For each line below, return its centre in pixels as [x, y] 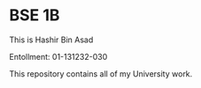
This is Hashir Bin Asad [51, 40]
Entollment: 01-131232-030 [58, 56]
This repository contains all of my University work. [101, 73]
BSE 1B [35, 15]
